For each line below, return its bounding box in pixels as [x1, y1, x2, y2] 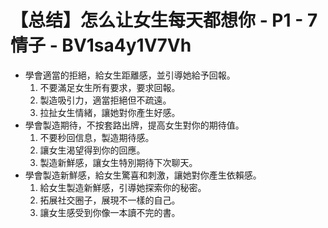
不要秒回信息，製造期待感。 [39, 131, 155, 143]
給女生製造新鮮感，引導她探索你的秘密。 [39, 181, 207, 193]
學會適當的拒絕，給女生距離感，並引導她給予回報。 [24, 69, 236, 81]
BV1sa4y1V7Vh [61, 34, 192, 57]
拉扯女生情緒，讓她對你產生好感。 [39, 106, 181, 118]
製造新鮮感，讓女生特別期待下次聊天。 [39, 156, 198, 168]
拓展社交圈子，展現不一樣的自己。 [39, 194, 181, 206]
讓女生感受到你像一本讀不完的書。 [39, 206, 181, 218]
